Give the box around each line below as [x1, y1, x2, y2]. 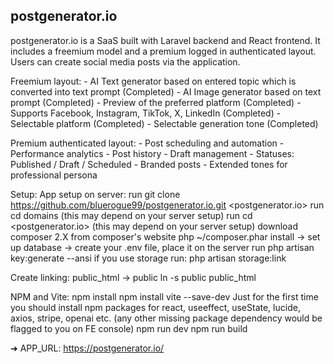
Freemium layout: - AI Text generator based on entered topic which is [10, 75, 297, 87]
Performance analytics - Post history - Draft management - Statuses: [10, 147, 295, 159]
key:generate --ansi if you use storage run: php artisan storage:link [10, 252, 287, 264]
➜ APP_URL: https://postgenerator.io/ [10, 342, 165, 354]
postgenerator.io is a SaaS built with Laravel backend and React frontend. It [10, 34, 321, 46]
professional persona [10, 169, 98, 181]
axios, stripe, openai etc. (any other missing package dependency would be [10, 312, 323, 324]
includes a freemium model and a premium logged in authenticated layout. [10, 45, 317, 57]
